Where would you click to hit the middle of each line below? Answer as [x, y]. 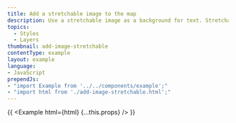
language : [22, 66]
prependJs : [23, 79]
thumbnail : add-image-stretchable [58, 46]
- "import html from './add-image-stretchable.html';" [89, 92]
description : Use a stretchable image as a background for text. [105, 20]
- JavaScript [26, 72]
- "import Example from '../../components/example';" [88, 86]
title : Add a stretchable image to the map [72, 14]
